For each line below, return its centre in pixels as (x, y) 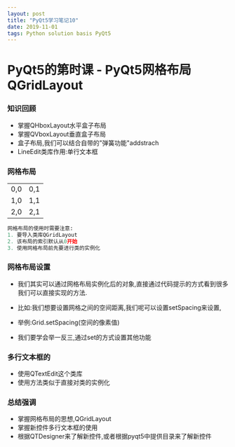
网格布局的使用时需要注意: (40, 228)
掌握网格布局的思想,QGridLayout (64, 419)
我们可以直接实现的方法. (52, 292)
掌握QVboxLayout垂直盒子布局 (62, 134)
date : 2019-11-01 (33, 27)
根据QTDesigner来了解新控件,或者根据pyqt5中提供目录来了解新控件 (114, 436)
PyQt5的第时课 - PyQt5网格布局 (99, 70)
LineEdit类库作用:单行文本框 (58, 151)
